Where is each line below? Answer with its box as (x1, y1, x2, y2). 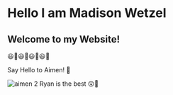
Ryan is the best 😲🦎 (39, 79, 99, 88)
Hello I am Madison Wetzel (7, 5, 167, 21)
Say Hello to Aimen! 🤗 (7, 66, 71, 74)
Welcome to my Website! (7, 33, 121, 45)
